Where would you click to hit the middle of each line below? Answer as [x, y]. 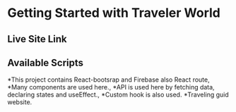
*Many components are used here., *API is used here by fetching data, [111, 87]
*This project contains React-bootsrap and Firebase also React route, [108, 80]
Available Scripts [45, 62]
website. [20, 102]
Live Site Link [37, 39]
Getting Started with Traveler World [114, 13]
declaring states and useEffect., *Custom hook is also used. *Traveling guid [118, 95]
